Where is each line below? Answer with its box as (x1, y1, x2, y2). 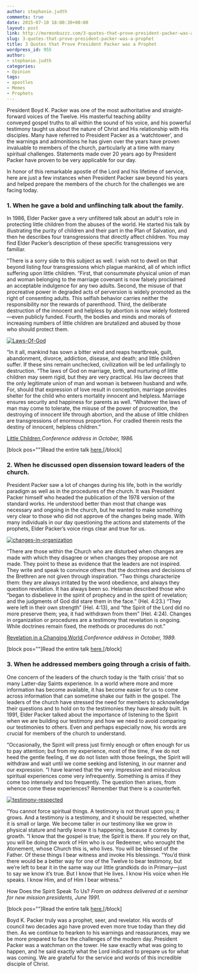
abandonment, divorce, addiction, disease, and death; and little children (6, 355, 180, 362)
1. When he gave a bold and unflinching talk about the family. (6, 201, 184, 209)
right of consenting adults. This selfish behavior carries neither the (6, 295, 168, 302)
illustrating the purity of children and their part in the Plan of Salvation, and (6, 227, 187, 234)
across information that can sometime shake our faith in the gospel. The (6, 692, 181, 699)
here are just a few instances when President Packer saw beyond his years (6, 174, 188, 181)
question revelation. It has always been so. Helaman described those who (6, 585, 186, 592)
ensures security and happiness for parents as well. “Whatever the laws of (6, 399, 187, 406)
